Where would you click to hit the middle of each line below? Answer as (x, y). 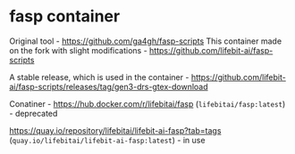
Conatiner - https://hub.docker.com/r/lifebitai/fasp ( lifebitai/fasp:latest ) (147, 103)
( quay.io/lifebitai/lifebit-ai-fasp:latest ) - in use (107, 140)
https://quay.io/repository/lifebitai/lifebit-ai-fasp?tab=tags (115, 130)
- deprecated (34, 113)
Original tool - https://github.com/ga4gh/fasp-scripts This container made (146, 41)
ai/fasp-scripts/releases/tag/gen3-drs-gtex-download (109, 86)
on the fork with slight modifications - (78, 50)
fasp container (65, 16)
